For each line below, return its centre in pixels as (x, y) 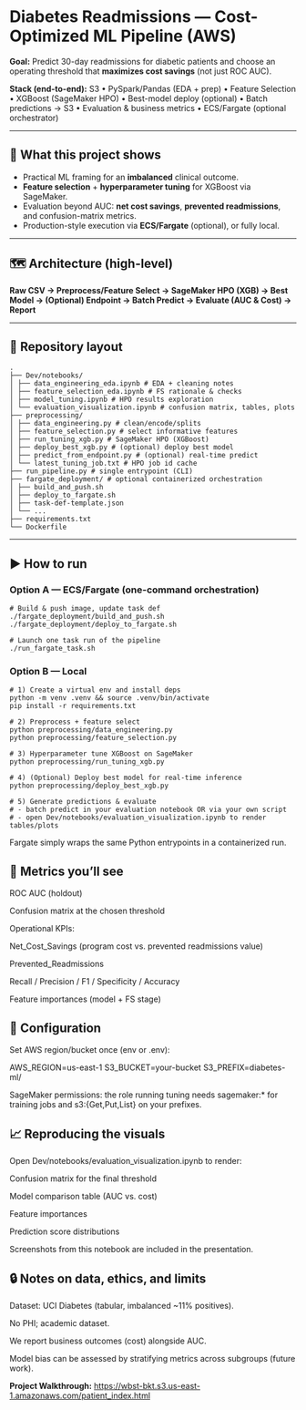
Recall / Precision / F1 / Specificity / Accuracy (95, 982)
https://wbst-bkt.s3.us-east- (148, 1385)
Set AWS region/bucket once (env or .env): (90, 1049)
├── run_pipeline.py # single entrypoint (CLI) (102, 471)
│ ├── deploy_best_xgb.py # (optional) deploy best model (122, 448)
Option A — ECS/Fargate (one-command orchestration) (134, 590)
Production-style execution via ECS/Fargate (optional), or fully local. (151, 225)
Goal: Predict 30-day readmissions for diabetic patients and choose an (143, 61)
